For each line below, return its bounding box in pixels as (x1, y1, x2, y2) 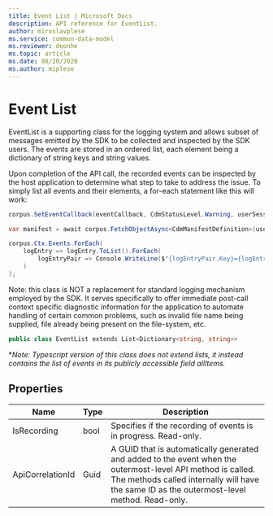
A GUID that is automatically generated (110, 443, 259, 454)
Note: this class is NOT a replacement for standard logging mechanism (8, 284, 245, 294)
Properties (8, 382, 63, 396)
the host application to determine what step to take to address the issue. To (8, 177, 262, 187)
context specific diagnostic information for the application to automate (8, 302, 244, 312)
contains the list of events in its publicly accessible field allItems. (8, 358, 226, 368)
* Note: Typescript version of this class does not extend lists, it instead (8, 349, 244, 359)
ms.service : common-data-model (8, 34, 115, 43)
